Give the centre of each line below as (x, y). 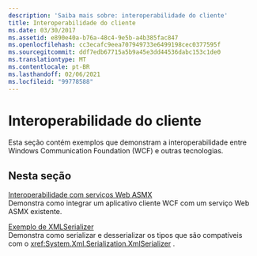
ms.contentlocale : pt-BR (49, 67)
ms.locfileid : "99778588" (51, 81)
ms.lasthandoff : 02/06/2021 (55, 74)
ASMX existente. (35, 212)
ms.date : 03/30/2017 (42, 30)
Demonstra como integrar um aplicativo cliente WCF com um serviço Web (129, 203)
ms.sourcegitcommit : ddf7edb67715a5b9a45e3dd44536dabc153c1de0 (115, 52)
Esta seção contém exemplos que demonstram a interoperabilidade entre (128, 142)
